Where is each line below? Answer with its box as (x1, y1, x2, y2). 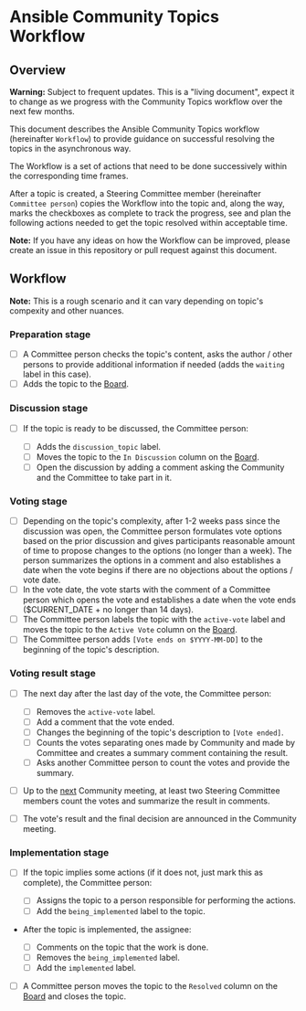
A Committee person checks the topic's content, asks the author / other (22, 349, 293, 360)
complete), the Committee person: (22, 878, 153, 889)
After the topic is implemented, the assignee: (22, 923, 192, 934)
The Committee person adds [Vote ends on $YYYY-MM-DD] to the (22, 633, 263, 645)
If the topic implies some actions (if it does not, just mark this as (22, 867, 263, 878)
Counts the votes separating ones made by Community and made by (36, 737, 295, 748)
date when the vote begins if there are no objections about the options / (22, 565, 293, 576)
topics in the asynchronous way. (9, 144, 132, 154)
